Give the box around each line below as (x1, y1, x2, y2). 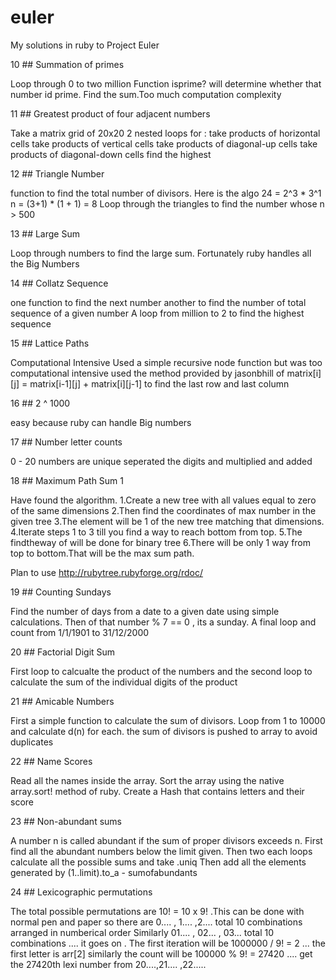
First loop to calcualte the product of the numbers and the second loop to (10, 665, 313, 677)
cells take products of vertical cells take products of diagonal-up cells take (10, 137, 318, 150)
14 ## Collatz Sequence (10, 277, 109, 289)
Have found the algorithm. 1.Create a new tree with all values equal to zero (10, 494, 317, 506)
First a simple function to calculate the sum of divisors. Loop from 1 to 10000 (10, 714, 326, 726)
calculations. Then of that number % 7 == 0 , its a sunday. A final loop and (10, 616, 317, 628)
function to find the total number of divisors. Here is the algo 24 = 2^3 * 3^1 (10, 187, 322, 199)
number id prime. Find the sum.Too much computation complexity (10, 88, 282, 100)
